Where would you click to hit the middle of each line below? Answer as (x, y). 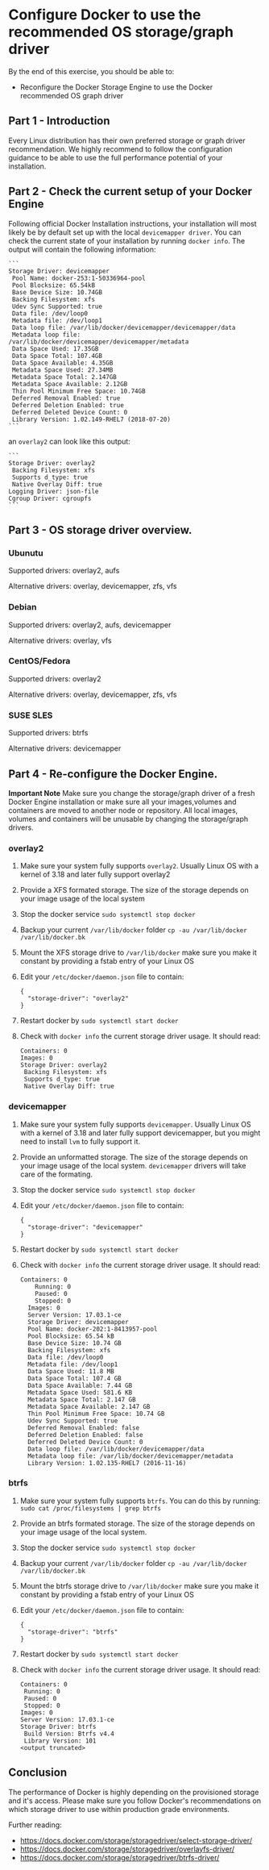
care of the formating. (56, 1174)
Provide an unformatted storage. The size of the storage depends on (134, 1157)
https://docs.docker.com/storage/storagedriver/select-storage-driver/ (136, 1840)
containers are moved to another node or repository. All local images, (123, 810)
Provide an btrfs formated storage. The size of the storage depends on (137, 1523)
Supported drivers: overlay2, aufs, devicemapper (90, 625)
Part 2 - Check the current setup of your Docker (130, 192)
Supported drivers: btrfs (48, 733)
